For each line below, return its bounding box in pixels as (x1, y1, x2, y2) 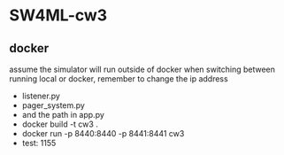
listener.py (21, 90, 60, 101)
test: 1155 (21, 138, 57, 148)
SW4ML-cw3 (9, 5, 108, 26)
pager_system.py (21, 100, 86, 111)
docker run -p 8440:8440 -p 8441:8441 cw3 (21, 128, 185, 138)
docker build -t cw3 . (21, 119, 99, 129)
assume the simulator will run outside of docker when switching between (9, 64, 276, 74)
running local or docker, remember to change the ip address (9, 74, 228, 84)
